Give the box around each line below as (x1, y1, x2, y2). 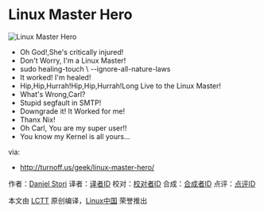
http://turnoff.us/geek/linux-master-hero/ (19, 162, 155, 172)
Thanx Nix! (19, 114, 56, 124)
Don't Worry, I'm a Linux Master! (19, 56, 126, 65)
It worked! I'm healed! (19, 72, 91, 82)
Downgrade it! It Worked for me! (19, 106, 126, 116)
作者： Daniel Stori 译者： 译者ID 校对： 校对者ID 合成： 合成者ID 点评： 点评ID (8, 179, 256, 188)
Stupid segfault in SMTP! (19, 98, 102, 107)
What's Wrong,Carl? (19, 89, 86, 99)
